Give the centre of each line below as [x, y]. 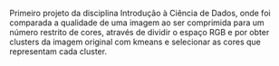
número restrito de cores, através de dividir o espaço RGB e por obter [139, 32]
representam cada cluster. [58, 52]
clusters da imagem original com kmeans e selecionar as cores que [135, 42]
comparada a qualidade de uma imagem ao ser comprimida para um [137, 23]
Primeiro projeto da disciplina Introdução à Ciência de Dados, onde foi [140, 13]
